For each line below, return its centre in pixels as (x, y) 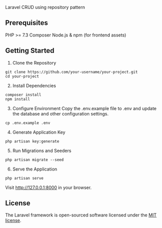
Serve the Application (35, 169)
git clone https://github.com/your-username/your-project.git (71, 72)
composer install (23, 94)
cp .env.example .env (28, 123)
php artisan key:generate (32, 141)
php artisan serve (24, 178)
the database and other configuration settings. (60, 113)
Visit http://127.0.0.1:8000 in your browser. (48, 187)
